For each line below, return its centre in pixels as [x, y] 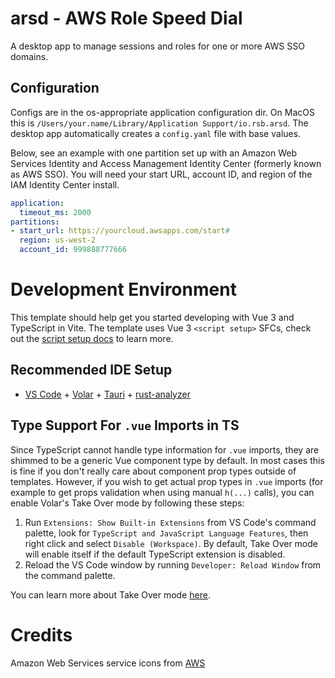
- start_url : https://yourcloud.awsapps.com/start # [120, 231]
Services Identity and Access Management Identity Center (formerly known [166, 163]
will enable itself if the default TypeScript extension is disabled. [155, 554]
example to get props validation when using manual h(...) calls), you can [162, 492]
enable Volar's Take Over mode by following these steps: [127, 503]
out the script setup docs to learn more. [92, 338]
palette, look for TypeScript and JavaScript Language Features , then [166, 533]
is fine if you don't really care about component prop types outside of [153, 471]
